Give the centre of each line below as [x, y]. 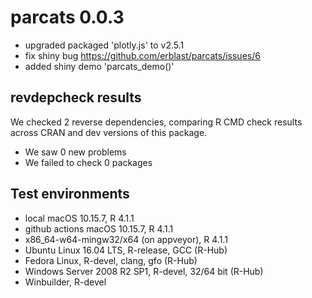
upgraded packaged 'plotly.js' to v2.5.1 [104, 45]
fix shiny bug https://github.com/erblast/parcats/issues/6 [142, 55]
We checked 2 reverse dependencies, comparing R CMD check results [156, 122]
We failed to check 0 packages [88, 162]
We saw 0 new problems [75, 152]
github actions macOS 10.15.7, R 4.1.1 [99, 228]
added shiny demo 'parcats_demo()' [99, 66]
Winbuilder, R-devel [65, 282]
